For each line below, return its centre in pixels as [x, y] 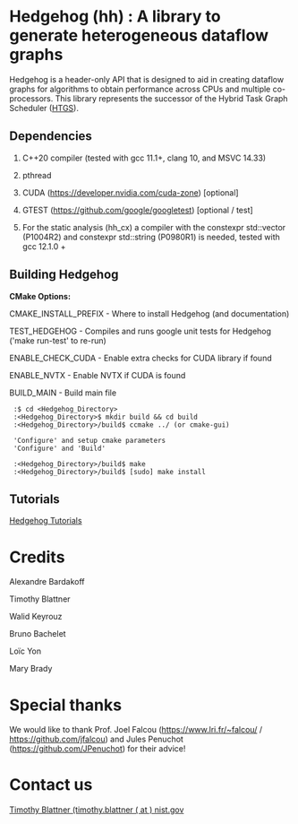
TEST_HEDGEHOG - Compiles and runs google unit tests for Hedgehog [140, 331]
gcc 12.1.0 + [44, 246]
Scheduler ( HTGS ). [44, 108]
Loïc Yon [26, 651]
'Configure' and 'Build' [59, 448]
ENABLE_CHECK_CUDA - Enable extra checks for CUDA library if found [140, 358]
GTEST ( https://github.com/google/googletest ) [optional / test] [137, 210]
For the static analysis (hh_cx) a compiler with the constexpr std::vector [154, 227]
